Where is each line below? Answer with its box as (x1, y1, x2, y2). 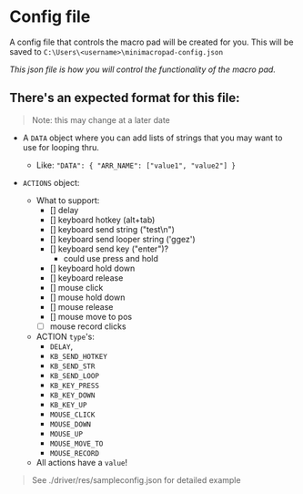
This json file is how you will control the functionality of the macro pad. (9, 64, 276, 75)
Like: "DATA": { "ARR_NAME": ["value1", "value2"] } (35, 160, 237, 170)
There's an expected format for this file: (9, 90, 240, 106)
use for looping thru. (22, 141, 100, 152)
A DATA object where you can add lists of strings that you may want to (22, 132, 283, 143)
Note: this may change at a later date (31, 114, 170, 125)
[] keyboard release (49, 272, 124, 283)
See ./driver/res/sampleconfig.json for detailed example (31, 474, 241, 485)
